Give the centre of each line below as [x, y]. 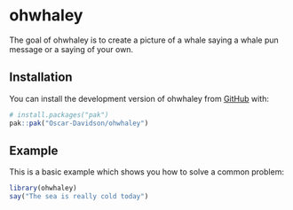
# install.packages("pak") [59, 115]
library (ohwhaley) [43, 188]
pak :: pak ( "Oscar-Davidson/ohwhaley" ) [79, 123]
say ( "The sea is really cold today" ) [79, 197]
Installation [41, 78]
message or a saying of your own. [71, 49]
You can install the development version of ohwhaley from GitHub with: [139, 98]
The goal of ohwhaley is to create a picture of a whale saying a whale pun [144, 40]
